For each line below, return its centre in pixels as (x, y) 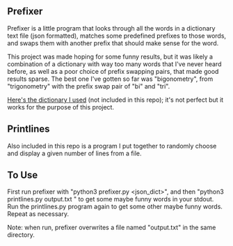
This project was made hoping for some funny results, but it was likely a (110, 56)
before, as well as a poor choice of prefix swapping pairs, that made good (113, 71)
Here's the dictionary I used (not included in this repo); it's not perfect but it (115, 100)
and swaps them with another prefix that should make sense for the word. (113, 43)
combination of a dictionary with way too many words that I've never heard (114, 64)
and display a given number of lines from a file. (74, 153)
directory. (21, 235)
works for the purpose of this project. (61, 107)
